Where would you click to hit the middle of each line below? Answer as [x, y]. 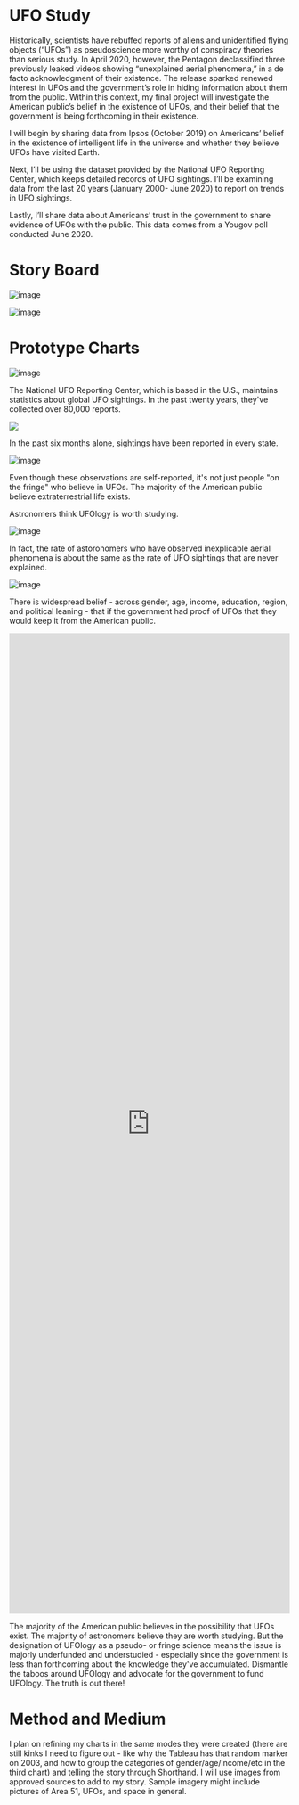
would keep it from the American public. [82, 620]
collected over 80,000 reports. [65, 409]
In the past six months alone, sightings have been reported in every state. [144, 443]
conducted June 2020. [51, 234]
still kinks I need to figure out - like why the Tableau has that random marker [149, 1753]
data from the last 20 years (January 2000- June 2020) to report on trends [147, 188]
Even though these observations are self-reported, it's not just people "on [145, 477]
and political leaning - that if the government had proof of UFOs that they [143, 611]
